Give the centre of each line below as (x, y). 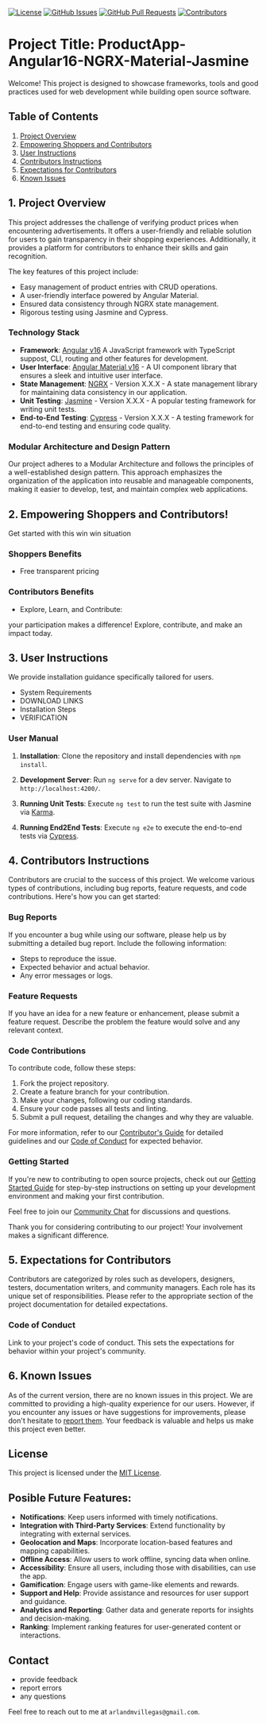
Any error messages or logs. (66, 975)
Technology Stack (44, 332)
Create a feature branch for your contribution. (94, 1092)
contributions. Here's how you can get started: (85, 897)
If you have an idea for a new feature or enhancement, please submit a (124, 1013)
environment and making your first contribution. (86, 1195)
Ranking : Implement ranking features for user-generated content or (130, 1627)
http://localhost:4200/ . (60, 788)
